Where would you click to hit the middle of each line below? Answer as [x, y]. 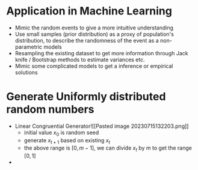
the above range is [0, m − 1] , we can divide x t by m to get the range [108, 149]
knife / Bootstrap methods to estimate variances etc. [80, 59]
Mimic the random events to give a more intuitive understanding [94, 28]
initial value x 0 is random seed [61, 133]
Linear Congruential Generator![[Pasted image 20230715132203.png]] [102, 126]
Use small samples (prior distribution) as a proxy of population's [94, 34]
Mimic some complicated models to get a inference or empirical [94, 66]
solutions [26, 72]
